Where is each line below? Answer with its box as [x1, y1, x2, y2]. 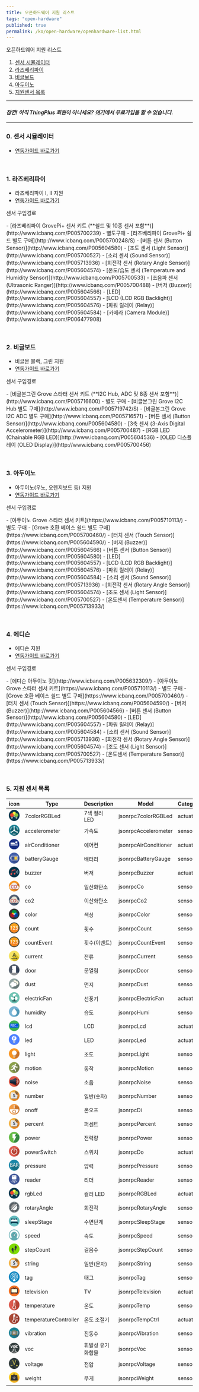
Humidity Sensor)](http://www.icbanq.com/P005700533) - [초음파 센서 [6, 274, 178, 282]
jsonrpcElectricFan [118, 995, 165, 1002]
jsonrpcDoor [118, 967, 149, 974]
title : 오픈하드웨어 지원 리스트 [6, 10, 75, 15]
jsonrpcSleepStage [118, 1218, 165, 1225]
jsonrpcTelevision [118, 1288, 161, 1295]
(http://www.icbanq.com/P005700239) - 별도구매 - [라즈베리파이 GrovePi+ [6, 229, 185, 237]
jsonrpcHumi [118, 1009, 150, 1016]
